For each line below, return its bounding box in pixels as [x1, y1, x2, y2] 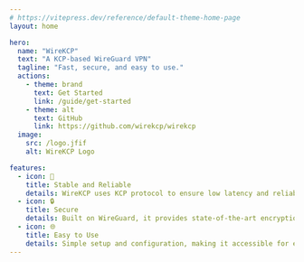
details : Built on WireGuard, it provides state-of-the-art [25, 214, 257, 223]
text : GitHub [33, 114, 83, 123]
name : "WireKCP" [17, 46, 79, 55]
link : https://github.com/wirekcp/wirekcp [33, 122, 196, 131]
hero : [9, 38, 30, 47]
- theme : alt [25, 105, 75, 114]
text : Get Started [33, 88, 103, 98]
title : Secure [25, 205, 79, 215]
